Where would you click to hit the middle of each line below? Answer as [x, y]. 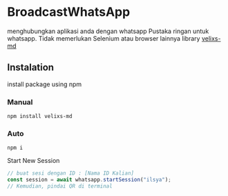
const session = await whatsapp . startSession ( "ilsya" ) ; [89, 180]
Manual [20, 102]
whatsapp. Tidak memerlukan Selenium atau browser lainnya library [104, 38]
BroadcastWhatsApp [69, 12]
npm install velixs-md [40, 117]
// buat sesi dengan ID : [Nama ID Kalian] [71, 173]
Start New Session [34, 161]
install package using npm [45, 84]
